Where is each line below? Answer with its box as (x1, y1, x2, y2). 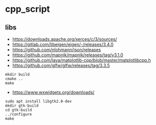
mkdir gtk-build (5, 103, 39, 108)
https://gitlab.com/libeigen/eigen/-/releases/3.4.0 (12, 42, 114, 47)
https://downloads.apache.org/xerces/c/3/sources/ (12, 36, 117, 42)
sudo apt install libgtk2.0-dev (5, 99, 72, 104)
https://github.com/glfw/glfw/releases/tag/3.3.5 (12, 63, 110, 68)
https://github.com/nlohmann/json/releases (12, 47, 101, 52)
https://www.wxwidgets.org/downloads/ (12, 89, 95, 95)
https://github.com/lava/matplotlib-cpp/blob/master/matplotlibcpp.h (12, 57, 151, 63)
